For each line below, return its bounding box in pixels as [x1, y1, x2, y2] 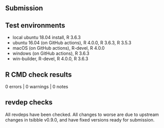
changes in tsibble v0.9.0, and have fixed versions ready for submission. [5, 116, 155, 122]
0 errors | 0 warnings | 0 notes [5, 84, 69, 90]
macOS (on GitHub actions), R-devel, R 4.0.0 [12, 45, 105, 51]
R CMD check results [5, 70, 72, 79]
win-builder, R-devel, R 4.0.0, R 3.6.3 [12, 56, 89, 62]
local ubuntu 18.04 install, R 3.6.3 [12, 35, 81, 41]
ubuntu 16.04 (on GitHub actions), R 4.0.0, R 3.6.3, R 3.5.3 [12, 40, 131, 46]
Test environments [5, 21, 65, 30]
